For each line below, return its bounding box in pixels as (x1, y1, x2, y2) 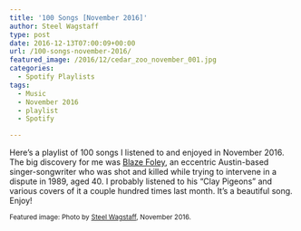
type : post (9, 30, 51, 39)
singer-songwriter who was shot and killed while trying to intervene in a (9, 167, 277, 178)
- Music (17, 89, 47, 98)
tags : (9, 81, 30, 90)
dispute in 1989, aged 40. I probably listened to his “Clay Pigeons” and (9, 176, 273, 187)
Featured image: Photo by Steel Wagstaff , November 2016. (9, 213, 192, 222)
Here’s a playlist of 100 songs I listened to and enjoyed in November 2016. (9, 147, 285, 159)
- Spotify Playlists (17, 72, 95, 82)
